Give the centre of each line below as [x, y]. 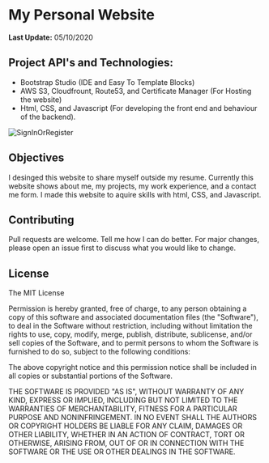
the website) [41, 100]
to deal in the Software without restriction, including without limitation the [130, 326]
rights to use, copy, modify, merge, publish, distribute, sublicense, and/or [130, 334]
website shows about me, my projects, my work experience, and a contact [132, 186]
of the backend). [48, 117]
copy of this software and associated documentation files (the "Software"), [134, 317]
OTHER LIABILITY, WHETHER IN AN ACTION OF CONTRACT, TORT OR [126, 435]
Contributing [41, 220]
